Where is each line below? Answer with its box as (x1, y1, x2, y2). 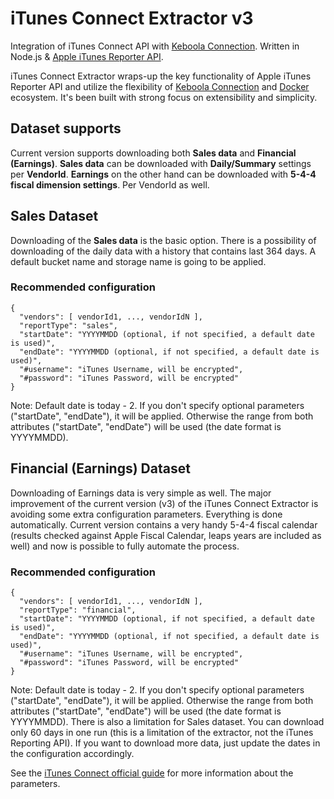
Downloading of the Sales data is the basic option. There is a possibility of (10, 234, 317, 246)
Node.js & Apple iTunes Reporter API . (10, 50, 164, 62)
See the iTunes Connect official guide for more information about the (10, 767, 294, 779)
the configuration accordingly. (10, 747, 135, 759)
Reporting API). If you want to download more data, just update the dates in (10, 737, 321, 749)
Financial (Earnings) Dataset (10, 460, 191, 477)
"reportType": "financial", (19, 605, 137, 615)
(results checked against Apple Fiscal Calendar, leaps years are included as (10, 529, 322, 541)
